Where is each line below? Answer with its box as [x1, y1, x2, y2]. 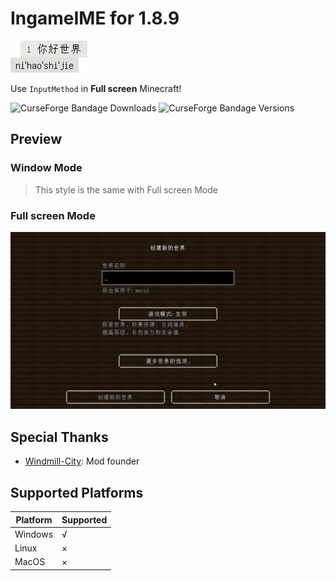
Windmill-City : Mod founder [24, 455, 140, 467]
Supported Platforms [10, 484, 144, 501]
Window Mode [10, 161, 83, 175]
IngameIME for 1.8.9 [10, 7, 180, 30]
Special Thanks [10, 428, 109, 446]
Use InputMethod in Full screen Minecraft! [10, 82, 182, 94]
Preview [10, 131, 63, 148]
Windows [14, 528, 54, 540]
